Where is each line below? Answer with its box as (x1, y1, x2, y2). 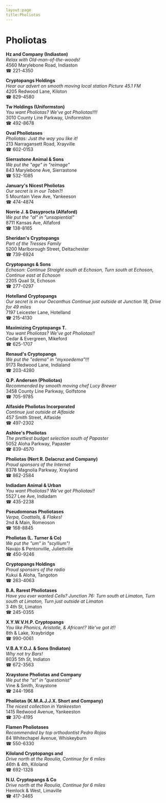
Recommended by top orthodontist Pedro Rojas (6, 730, 107, 736)
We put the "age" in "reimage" (6, 162, 70, 168)
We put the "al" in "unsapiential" (6, 214, 75, 220)
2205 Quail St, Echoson (6, 278, 56, 284)
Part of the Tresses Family (6, 240, 61, 246)
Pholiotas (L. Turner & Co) (6, 535, 62, 541)
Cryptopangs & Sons (6, 261, 51, 267)
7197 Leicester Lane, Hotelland (6, 310, 71, 316)
